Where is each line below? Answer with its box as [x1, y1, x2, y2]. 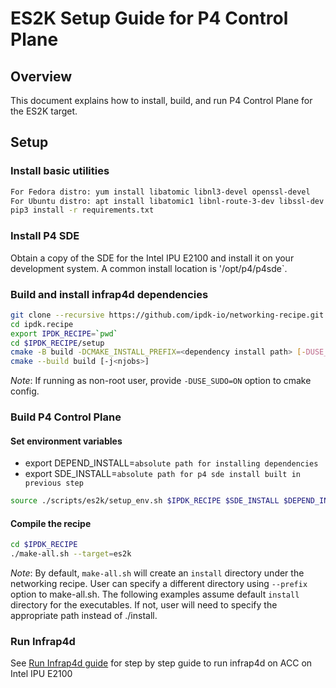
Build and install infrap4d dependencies [10, 287, 209, 301]
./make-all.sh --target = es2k [10, 549, 132, 559]
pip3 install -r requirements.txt [10, 205, 155, 216]
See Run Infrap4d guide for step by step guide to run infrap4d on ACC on [10, 657, 313, 669]
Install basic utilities [10, 164, 110, 178]
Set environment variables [10, 435, 123, 447]
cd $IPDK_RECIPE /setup [10, 338, 105, 348]
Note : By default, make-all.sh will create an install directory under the [10, 567, 305, 579]
